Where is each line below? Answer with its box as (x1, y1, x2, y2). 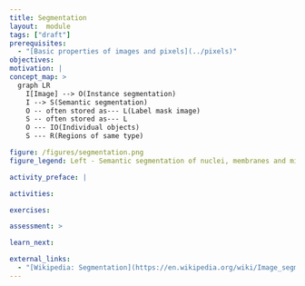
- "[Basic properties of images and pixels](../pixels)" (17, 47, 238, 56)
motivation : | (9, 64, 64, 74)
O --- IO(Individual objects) (25, 123, 141, 133)
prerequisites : (9, 38, 67, 48)
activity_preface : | (9, 173, 88, 182)
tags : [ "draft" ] (9, 30, 71, 39)
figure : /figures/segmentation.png (9, 148, 144, 157)
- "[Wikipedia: (17, 263, 75, 272)
